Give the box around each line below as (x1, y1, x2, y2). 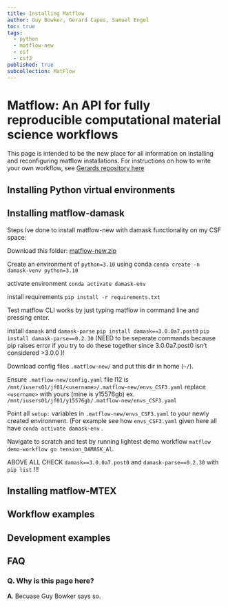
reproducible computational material (7, 112, 221, 127)
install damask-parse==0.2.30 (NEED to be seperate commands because (7, 333, 216, 342)
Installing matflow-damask (7, 207, 125, 219)
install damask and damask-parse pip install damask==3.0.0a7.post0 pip (7, 327, 210, 335)
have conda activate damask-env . (7, 424, 103, 432)
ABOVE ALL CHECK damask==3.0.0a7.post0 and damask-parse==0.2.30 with (7, 457, 219, 466)
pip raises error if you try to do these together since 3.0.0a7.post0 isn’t (7, 341, 207, 349)
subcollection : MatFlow (7, 68, 76, 74)
